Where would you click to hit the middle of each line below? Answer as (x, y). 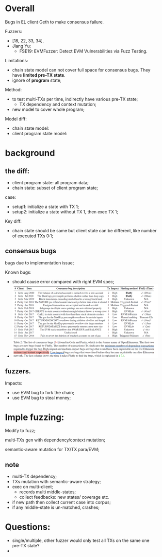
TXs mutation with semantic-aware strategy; (57, 482)
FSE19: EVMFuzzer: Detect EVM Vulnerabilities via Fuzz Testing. (83, 51)
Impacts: (14, 383)
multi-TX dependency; (34, 476)
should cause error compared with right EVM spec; (63, 281)
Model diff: (16, 119)
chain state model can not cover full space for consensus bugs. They (81, 70)
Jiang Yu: (22, 46)
